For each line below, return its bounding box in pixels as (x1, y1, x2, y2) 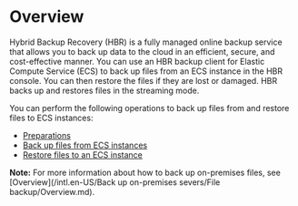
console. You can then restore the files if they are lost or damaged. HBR (9, 75, 278, 86)
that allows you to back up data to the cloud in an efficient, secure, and (9, 46, 275, 57)
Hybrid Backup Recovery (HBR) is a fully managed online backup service (9, 36, 283, 47)
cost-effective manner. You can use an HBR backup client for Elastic (9, 56, 265, 67)
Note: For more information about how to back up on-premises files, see (9, 167, 282, 178)
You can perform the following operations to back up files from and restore (9, 102, 290, 113)
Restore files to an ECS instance (22, 149, 143, 160)
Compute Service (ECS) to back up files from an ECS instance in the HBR (9, 66, 283, 77)
